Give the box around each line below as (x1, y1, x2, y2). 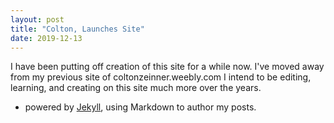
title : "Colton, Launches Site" (10, 24, 145, 34)
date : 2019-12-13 (10, 33, 83, 43)
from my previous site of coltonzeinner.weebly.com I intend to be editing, (10, 71, 312, 83)
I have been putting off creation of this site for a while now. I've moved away (10, 61, 325, 73)
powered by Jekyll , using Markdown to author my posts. (24, 101, 257, 113)
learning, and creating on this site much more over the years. (10, 82, 262, 94)
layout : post (10, 14, 65, 25)
